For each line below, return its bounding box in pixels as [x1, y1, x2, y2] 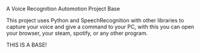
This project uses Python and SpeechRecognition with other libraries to [6, 17, 184, 23]
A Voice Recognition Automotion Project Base [6, 5, 120, 12]
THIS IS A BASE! [6, 42, 47, 48]
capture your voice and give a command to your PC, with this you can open [6, 23, 195, 30]
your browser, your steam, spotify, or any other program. [6, 30, 148, 37]
